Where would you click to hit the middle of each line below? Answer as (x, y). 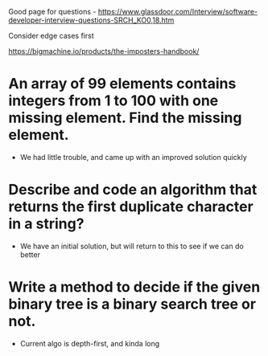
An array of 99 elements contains (122, 84)
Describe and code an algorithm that (133, 190)
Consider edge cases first (51, 36)
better (30, 254)
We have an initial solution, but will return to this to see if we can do (132, 246)
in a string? (46, 224)
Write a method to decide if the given (134, 287)
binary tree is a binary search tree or (132, 304)
